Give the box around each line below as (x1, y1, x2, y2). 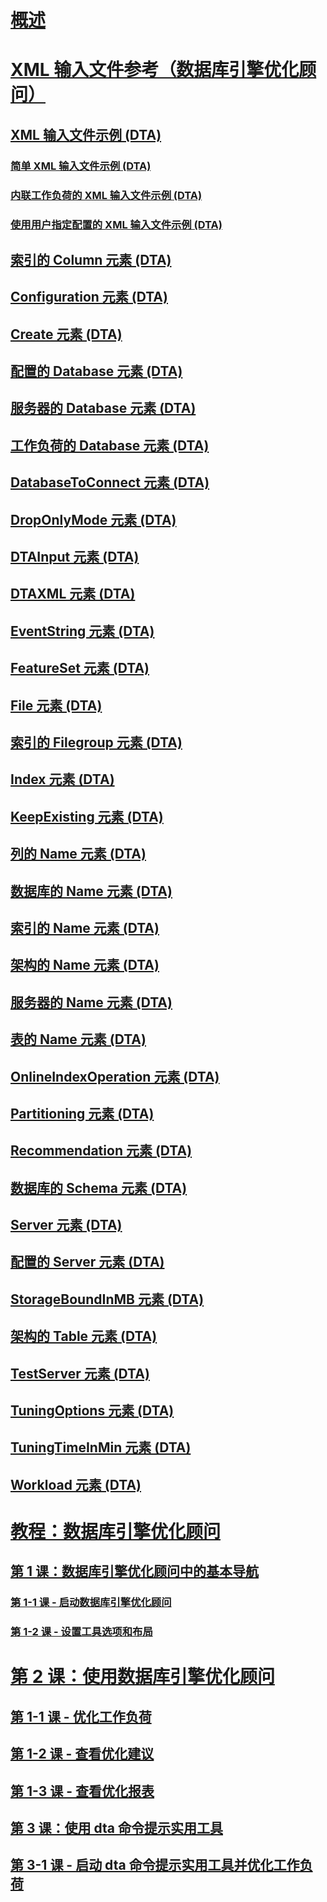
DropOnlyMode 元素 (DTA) (10, 511, 177, 528)
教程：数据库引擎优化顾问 (10, 1521, 222, 1543)
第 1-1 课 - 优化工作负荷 (10, 1708, 152, 1725)
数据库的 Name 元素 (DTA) (10, 882, 173, 900)
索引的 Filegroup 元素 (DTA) (10, 734, 183, 751)
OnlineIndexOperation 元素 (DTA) (10, 1068, 220, 1085)
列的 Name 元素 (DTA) (10, 846, 147, 863)
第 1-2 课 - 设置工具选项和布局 (10, 1625, 153, 1639)
